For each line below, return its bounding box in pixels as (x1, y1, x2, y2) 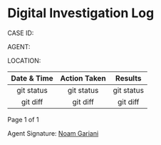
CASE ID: (7, 29, 34, 37)
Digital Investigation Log (7, 5, 155, 21)
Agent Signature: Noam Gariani (7, 129, 99, 137)
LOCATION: (7, 56, 41, 65)
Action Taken (60, 73, 107, 83)
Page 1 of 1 (7, 115, 39, 124)
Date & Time (11, 73, 53, 83)
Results (115, 73, 142, 83)
